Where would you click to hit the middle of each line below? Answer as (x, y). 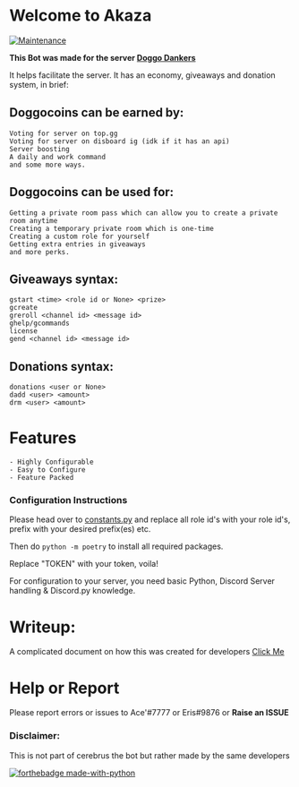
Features (43, 438)
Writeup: (43, 627)
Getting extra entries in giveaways (77, 244)
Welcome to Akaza (81, 16)
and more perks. (39, 252)
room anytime (34, 220)
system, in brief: (39, 84)
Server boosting (39, 149)
